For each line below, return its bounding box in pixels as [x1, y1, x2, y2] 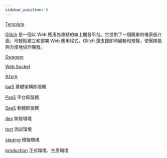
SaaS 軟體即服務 [5, 104, 39, 110]
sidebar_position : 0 [5, 7, 49, 12]
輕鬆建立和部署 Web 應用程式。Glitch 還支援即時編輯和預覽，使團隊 [18, 37, 158, 43]
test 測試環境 [5, 126, 32, 132]
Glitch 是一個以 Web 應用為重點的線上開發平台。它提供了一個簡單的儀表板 [5, 31, 158, 37]
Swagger [5, 53, 24, 60]
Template [5, 21, 25, 27]
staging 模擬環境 [5, 136, 40, 142]
